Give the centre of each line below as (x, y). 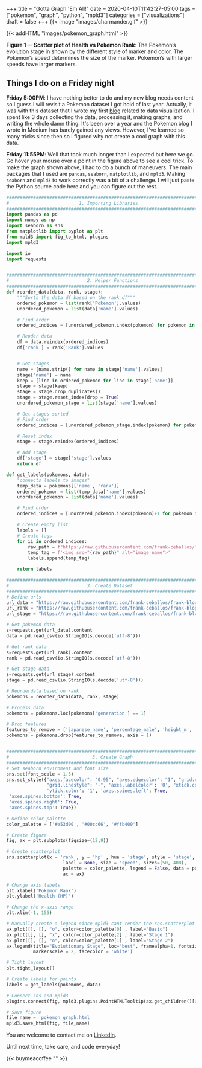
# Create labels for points (41, 979)
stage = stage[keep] (43, 386)
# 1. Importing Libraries (72, 203)
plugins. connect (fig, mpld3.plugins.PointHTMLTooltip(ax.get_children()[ (101, 1001)
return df (29, 464)
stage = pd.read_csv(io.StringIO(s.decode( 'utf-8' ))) (75, 680)
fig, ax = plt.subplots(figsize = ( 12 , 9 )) (58, 841)
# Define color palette (36, 819)
